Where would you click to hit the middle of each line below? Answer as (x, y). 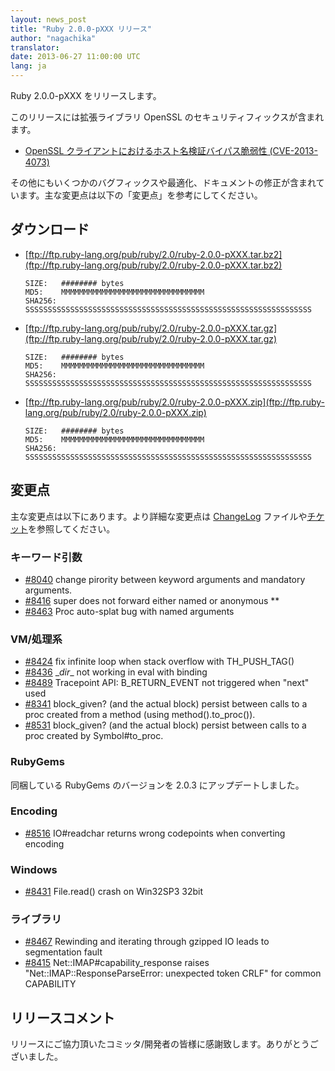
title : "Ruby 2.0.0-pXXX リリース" (81, 29)
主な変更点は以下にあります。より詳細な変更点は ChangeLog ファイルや (159, 516)
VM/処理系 (36, 639)
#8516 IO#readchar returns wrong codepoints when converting (155, 833)
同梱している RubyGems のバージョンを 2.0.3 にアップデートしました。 (157, 785)
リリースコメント (62, 1017)
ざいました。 (36, 1057)
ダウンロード (50, 229)
